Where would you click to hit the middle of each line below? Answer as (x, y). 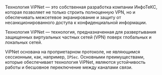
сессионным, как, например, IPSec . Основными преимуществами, (75, 57)
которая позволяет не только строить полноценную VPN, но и (70, 12)
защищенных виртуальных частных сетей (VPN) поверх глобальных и (78, 37)
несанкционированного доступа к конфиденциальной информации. (76, 22)
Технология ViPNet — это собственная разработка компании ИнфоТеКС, (81, 7)
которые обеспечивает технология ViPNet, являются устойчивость (75, 62)
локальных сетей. (24, 42)
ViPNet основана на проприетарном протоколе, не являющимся (73, 52)
